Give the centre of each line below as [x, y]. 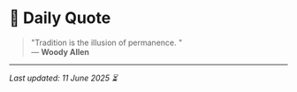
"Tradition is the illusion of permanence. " [107, 42]
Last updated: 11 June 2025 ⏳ [63, 78]
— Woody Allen [60, 51]
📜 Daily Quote [60, 18]
